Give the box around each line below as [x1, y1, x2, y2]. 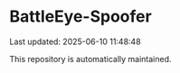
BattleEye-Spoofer [9, 6, 152, 27]
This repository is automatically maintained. [9, 53, 172, 64]
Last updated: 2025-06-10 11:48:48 [9, 36, 142, 47]
